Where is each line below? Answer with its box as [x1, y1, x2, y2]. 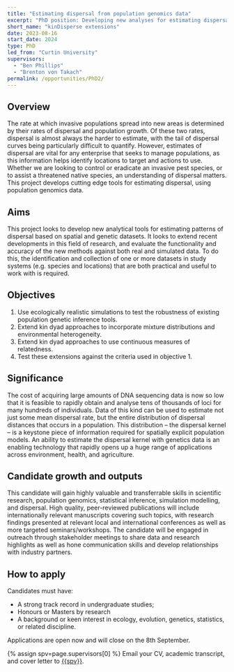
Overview [7, 100, 51, 112]
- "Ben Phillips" [13, 62, 64, 69]
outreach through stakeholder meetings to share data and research [7, 533, 200, 542]
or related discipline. [17, 623, 77, 631]
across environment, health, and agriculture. [7, 450, 134, 459]
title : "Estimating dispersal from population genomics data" [7, 10, 192, 17]
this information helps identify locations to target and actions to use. [7, 156, 203, 165]
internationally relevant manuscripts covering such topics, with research [7, 511, 214, 519]
